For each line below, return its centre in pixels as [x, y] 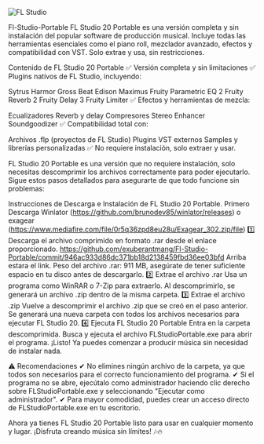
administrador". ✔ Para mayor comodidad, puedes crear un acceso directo [129, 399]
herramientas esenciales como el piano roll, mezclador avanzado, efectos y [130, 44]
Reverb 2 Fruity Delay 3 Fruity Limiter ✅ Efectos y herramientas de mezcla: [129, 100]
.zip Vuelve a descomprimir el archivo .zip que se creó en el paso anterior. [128, 306]
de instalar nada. [35, 351]
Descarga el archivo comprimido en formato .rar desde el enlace [113, 240]
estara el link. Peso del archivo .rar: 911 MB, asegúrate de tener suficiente [127, 266]
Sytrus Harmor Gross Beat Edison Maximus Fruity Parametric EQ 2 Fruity [126, 91]
